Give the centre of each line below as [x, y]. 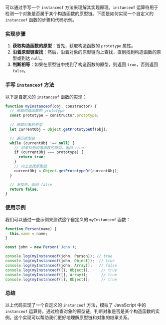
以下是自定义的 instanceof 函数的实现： [46, 97]
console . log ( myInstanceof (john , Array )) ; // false [61, 265]
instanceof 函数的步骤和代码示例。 [41, 20]
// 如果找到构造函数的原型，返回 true [49, 148]
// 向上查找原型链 [31, 166]
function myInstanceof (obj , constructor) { [51, 106]
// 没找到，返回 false [31, 184]
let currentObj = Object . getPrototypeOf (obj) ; [59, 129]
